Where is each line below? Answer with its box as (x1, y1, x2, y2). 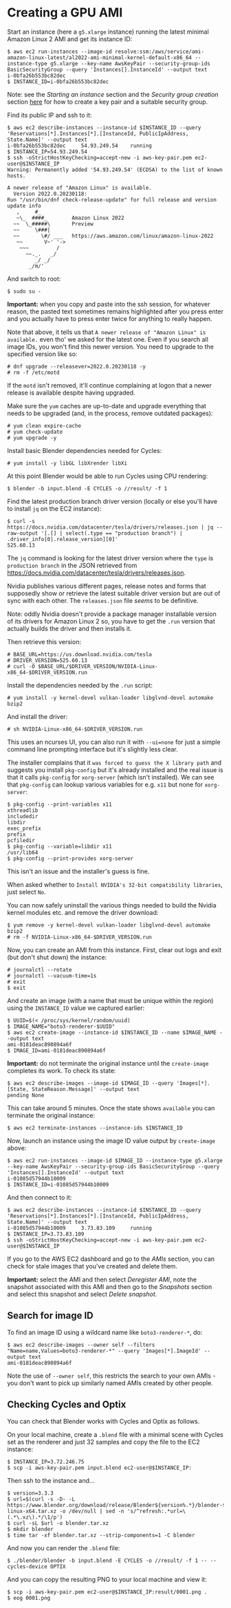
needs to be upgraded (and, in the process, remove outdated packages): (7, 409, 213, 417)
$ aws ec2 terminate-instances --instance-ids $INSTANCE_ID (7, 1124, 184, 1132)
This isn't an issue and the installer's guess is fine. (7, 867, 150, 875)
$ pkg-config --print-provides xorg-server (7, 855, 134, 862)
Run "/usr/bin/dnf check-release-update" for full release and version (7, 196, 217, 203)
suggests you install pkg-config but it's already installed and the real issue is (7, 765, 223, 774)
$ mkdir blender (7, 1526, 54, 1532)
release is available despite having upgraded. (7, 388, 135, 397)
